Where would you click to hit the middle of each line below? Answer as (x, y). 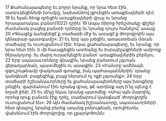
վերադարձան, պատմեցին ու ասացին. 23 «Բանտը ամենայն (74, 65)
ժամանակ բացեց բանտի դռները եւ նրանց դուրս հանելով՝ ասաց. (81, 28)
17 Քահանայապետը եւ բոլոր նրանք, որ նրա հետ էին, (66, 7)
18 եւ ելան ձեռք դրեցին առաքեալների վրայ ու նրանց (66, 18)
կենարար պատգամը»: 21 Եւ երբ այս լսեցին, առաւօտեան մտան (79, 39)
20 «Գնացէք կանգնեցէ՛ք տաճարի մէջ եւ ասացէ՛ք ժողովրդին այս (80, 34)
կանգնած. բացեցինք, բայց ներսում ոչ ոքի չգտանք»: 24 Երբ (74, 76)
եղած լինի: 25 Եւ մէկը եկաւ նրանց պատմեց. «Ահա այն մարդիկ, (78, 92)
